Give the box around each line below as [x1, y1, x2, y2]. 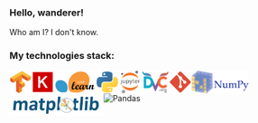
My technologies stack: [9, 50, 115, 62]
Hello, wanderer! [9, 6, 84, 19]
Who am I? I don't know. [9, 27, 99, 38]
